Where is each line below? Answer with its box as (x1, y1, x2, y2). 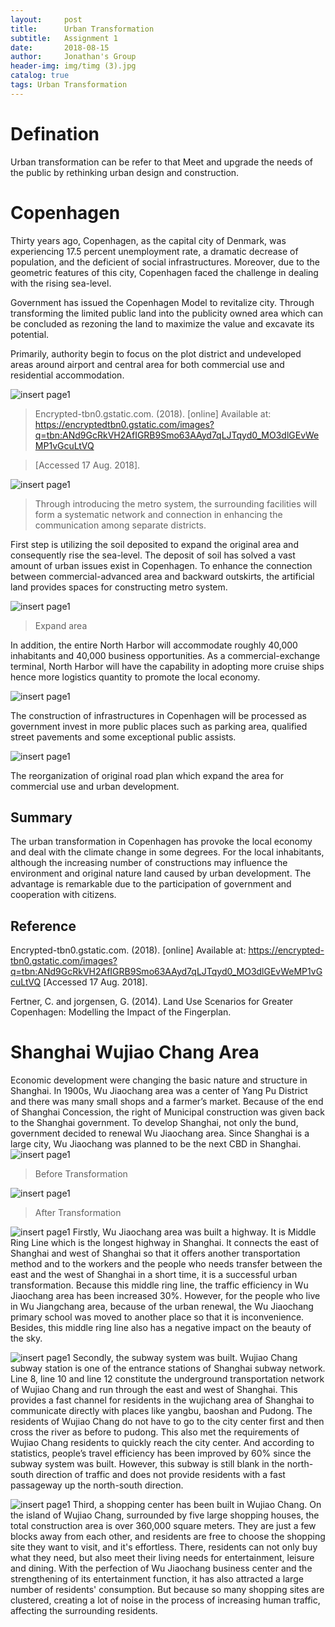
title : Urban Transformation (10, 24, 155, 34)
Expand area (34, 619, 88, 631)
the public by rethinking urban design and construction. (10, 166, 240, 178)
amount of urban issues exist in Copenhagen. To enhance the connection (10, 559, 313, 571)
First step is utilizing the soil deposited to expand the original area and (10, 538, 299, 550)
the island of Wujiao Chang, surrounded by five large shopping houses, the (10, 1509, 320, 1521)
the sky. (10, 1332, 43, 1345)
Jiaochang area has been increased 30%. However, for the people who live (10, 1290, 321, 1302)
